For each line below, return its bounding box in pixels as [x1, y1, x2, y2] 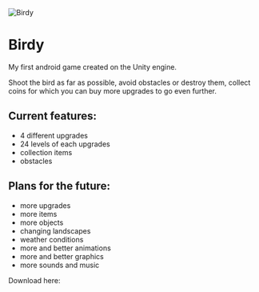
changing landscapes [19, 226, 91, 235]
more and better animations [19, 243, 112, 253]
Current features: [8, 110, 98, 123]
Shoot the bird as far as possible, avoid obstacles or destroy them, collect [8, 78, 251, 87]
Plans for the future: [8, 179, 110, 193]
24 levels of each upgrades [19, 139, 110, 149]
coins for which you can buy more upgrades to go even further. [8, 86, 217, 95]
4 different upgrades [19, 130, 88, 140]
